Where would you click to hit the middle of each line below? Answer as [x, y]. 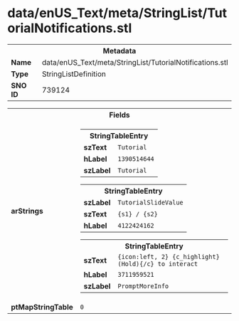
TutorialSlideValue [150, 202]
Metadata [119, 51]
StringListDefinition [74, 74]
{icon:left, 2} [143, 257]
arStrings [27, 211]
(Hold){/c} [136, 264]
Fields [119, 115]
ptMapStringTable [42, 307]
